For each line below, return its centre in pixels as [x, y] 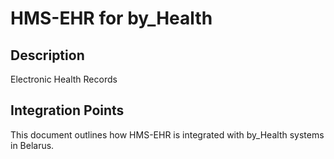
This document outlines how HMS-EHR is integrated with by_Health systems [167, 134]
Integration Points [67, 110]
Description [47, 55]
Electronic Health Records [64, 79]
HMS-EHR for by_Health [111, 18]
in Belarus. [32, 145]
